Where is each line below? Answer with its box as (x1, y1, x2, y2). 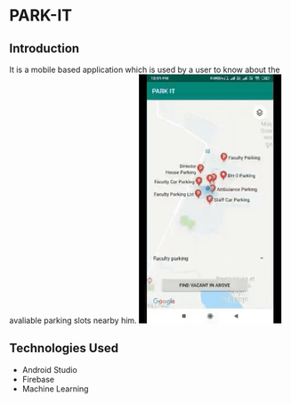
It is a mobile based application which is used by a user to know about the (9, 64, 280, 75)
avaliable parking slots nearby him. (9, 315, 137, 326)
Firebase (21, 374, 55, 384)
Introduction (9, 41, 80, 56)
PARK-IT (9, 5, 73, 26)
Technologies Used (9, 341, 118, 356)
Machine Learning (21, 383, 89, 394)
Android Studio (21, 364, 77, 375)
